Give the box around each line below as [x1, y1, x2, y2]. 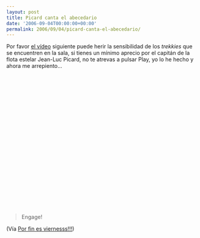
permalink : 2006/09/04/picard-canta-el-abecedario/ [6, 26, 141, 32]
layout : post [6, 9, 40, 15]
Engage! [21, 214, 43, 221]
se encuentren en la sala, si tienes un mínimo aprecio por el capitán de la [6, 50, 190, 57]
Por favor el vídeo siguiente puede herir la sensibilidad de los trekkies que [6, 43, 193, 50]
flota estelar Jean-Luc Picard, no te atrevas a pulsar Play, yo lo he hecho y [6, 56, 194, 63]
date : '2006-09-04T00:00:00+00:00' [6, 20, 97, 26]
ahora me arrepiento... [6, 62, 62, 70]
